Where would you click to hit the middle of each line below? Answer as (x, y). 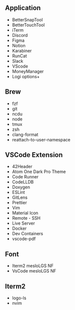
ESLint (18, 192)
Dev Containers (28, 234)
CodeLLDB (23, 182)
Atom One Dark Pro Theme (39, 172)
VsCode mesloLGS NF (34, 271)
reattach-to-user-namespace (41, 139)
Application (23, 8)
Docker (19, 228)
